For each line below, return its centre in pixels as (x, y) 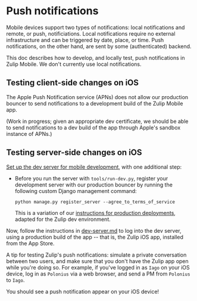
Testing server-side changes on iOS (74, 153)
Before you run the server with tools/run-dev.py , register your (91, 178)
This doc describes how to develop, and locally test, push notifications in (96, 58)
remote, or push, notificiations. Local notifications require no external (91, 33)
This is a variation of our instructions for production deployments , (95, 213)
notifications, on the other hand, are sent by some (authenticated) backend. (99, 46)
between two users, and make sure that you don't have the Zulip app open (97, 261)
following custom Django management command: (76, 191)
